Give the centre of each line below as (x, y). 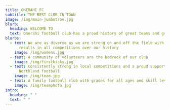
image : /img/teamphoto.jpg (43, 85)
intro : (12, 90)
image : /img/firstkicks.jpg (44, 62)
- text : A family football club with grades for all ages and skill (83, 81)
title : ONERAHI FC (25, 10)
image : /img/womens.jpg (39, 52)
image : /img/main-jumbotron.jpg (39, 19)
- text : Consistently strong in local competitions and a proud (79, 66)
